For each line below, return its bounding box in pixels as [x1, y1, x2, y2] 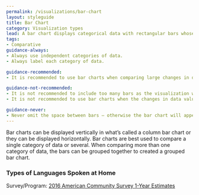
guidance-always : [6, 47, 49, 53]
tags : [6, 36, 20, 42]
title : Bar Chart [6, 20, 49, 25]
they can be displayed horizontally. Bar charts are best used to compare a [6, 135, 187, 142]
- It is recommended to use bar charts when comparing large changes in [6, 75, 190, 81]
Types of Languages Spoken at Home [6, 168, 116, 177]
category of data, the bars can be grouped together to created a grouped [6, 148, 185, 155]
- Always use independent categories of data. [6, 53, 123, 59]
